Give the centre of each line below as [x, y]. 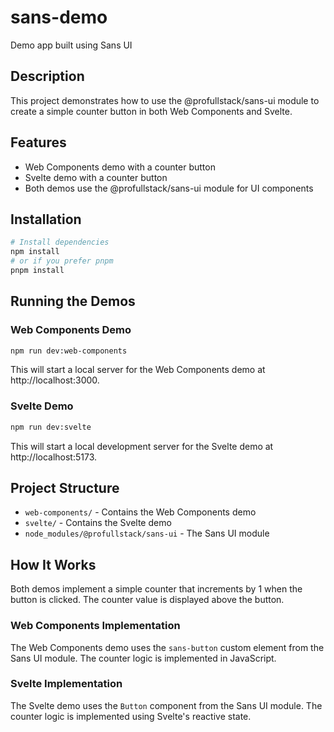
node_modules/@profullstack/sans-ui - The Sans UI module [147, 533]
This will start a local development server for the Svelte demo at [142, 446]
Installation [46, 219]
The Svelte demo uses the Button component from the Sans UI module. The [166, 705]
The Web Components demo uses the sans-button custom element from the [167, 647]
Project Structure [65, 488]
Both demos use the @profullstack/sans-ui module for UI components [169, 188]
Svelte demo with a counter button [96, 177]
